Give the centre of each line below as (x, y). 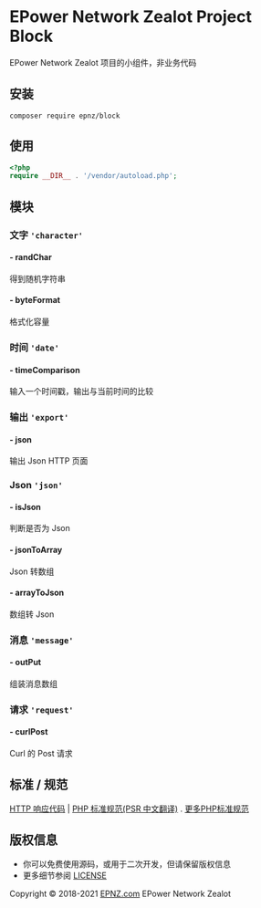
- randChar (31, 257)
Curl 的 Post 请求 (41, 754)
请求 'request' (42, 709)
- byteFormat (35, 300)
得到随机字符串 (37, 278)
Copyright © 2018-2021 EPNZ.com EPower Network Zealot (120, 893)
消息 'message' (42, 640)
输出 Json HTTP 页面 (49, 461)
